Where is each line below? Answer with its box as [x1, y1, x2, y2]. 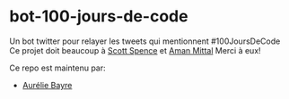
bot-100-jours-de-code [9, 6, 188, 27]
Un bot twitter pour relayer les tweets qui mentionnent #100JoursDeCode [9, 36, 281, 46]
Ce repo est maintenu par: [9, 62, 106, 73]
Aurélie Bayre [22, 79, 73, 90]
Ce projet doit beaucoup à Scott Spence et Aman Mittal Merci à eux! [9, 45, 262, 55]
